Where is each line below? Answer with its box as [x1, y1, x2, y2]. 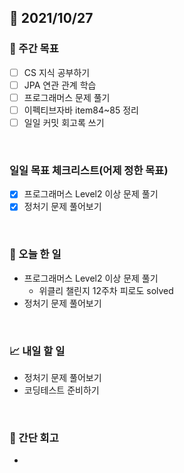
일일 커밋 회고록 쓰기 [23, 116, 105, 128]
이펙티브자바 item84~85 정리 [23, 104, 139, 116]
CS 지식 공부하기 [23, 66, 91, 78]
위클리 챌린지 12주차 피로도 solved [38, 284, 174, 296]
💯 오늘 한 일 [9, 247, 62, 261]
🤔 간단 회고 [9, 431, 59, 445]
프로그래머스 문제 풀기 [23, 91, 111, 103]
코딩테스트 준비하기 [23, 384, 100, 396]
